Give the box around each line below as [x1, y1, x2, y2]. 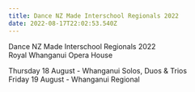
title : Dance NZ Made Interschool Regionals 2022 [8, 11, 180, 20]
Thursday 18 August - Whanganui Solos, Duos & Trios [8, 65, 188, 75]
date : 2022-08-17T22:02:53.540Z [8, 19, 117, 27]
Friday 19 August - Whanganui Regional [8, 74, 140, 84]
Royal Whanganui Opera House [8, 50, 113, 60]
